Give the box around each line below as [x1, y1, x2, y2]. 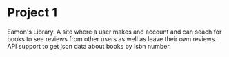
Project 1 [7, 5, 57, 21]
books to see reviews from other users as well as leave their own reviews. [7, 34, 217, 43]
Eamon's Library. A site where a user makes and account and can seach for [7, 27, 222, 36]
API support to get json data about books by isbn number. [7, 42, 171, 50]
